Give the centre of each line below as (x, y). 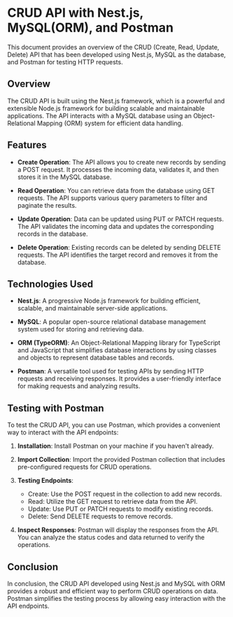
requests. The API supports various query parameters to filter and (112, 198)
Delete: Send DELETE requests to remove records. (100, 516)
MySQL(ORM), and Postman (90, 28)
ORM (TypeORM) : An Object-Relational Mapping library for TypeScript (119, 343)
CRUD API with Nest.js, (75, 13)
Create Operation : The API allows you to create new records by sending (121, 162)
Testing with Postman (56, 408)
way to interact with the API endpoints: (63, 432)
